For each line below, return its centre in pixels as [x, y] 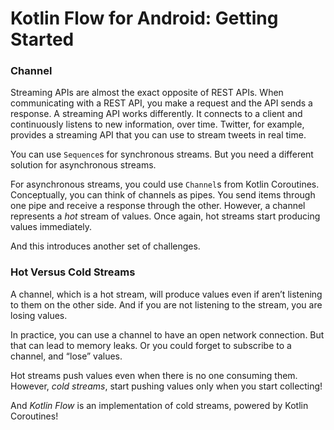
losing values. [39, 315]
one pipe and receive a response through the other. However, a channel [158, 206]
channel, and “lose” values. [66, 356]
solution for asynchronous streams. [83, 165]
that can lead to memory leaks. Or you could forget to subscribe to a [151, 345]
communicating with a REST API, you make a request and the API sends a [161, 103]
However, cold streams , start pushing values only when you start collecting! [166, 386]
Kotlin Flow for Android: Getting [144, 18]
